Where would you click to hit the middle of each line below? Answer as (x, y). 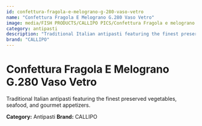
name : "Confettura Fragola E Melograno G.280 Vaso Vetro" (80, 17)
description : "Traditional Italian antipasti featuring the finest (93, 34)
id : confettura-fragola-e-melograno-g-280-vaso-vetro (75, 12)
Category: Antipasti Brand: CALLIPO (52, 116)
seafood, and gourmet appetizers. (48, 105)
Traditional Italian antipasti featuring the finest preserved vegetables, (92, 98)
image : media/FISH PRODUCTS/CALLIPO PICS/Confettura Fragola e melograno (101, 23)
